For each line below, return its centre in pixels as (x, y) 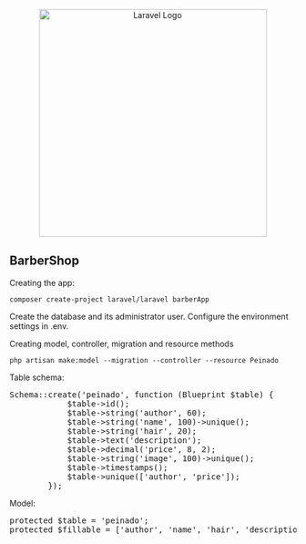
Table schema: (37, 377)
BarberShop (45, 261)
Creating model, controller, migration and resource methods (122, 344)
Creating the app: (42, 282)
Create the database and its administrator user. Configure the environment (149, 316)
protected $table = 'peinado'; (79, 520)
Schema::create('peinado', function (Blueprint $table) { (142, 395)
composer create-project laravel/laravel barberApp (109, 299)
